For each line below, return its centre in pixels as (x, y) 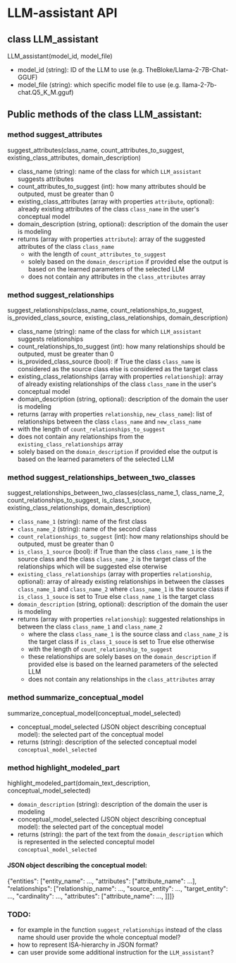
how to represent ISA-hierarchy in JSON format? (88, 945)
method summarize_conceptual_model (76, 698)
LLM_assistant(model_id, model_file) (60, 56)
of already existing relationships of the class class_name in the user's (117, 384)
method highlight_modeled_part (64, 767)
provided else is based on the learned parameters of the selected (123, 664)
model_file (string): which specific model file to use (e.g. (99, 85)
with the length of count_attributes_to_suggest (97, 254)
